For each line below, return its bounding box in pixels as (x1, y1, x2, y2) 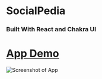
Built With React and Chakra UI (6, 25, 97, 34)
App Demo (6, 47, 59, 60)
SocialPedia (6, 4, 66, 18)
